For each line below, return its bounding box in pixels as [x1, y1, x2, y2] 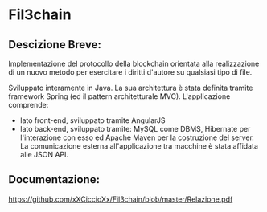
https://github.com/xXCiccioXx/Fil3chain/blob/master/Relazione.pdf [8, 194, 233, 204]
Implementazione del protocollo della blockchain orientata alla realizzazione [8, 59, 260, 68]
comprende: [8, 100, 49, 109]
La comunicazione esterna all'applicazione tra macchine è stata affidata [19, 141, 259, 150]
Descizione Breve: [8, 38, 102, 51]
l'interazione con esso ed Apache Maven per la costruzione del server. [19, 132, 255, 142]
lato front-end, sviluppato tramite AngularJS [19, 116, 166, 125]
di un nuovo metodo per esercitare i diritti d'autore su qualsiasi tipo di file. [8, 67, 253, 77]
